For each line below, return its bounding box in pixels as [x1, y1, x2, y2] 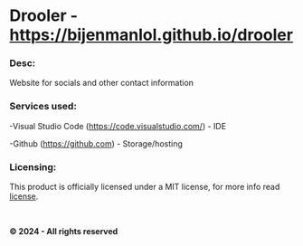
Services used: [9, 100, 77, 113]
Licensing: [9, 160, 57, 173]
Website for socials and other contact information [9, 78, 194, 89]
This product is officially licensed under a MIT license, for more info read [9, 182, 280, 193]
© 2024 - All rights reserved [9, 226, 118, 237]
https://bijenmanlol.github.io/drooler [9, 24, 294, 45]
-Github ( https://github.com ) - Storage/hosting [9, 137, 183, 149]
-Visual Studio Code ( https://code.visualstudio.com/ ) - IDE [9, 120, 227, 131]
